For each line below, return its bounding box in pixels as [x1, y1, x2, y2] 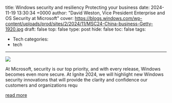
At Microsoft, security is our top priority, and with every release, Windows [5, 66, 161, 72]
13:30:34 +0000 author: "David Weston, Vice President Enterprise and [17, 10, 165, 16]
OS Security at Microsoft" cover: [5, 15, 74, 21]
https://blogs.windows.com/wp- [75, 15, 142, 21]
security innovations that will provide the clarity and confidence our [5, 77, 148, 83]
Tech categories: [12, 36, 49, 42]
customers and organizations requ [5, 82, 78, 88]
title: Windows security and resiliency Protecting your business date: [5, 5, 150, 10]
